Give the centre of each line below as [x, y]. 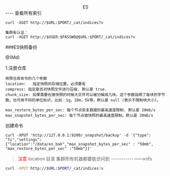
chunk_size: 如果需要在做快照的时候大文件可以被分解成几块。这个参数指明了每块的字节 [85, 95]
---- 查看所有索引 [23, 13]
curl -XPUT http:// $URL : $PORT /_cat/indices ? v [54, 168]
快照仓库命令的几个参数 [26, 79]
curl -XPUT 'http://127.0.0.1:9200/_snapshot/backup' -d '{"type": [78, 135]
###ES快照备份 [21, 47]
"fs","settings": [24, 140]
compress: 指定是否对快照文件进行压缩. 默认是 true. [56, 89]
